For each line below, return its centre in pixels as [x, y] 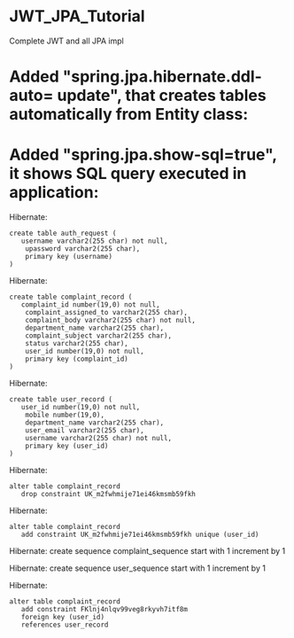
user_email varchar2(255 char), [85, 431]
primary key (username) [69, 257]
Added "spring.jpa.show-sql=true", [143, 155]
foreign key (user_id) [62, 618]
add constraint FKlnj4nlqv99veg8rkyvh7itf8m [104, 610]
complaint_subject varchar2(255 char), [99, 336]
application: [54, 193]
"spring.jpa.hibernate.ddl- [162, 77]
